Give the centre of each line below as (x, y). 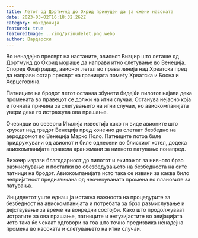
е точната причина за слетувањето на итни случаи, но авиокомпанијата (98, 106)
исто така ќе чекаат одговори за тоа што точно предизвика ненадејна (95, 223)
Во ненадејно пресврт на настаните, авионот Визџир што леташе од (93, 56)
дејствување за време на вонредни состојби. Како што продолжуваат (95, 210)
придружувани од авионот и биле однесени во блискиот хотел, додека (97, 143)
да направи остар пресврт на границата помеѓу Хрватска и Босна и (92, 75)
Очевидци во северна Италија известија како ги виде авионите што (92, 123)
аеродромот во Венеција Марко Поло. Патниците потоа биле (84, 136)
